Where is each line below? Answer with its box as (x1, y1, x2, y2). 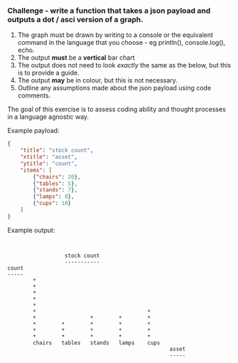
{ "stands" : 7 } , (33, 186, 78, 194)
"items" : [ (20, 167, 53, 174)
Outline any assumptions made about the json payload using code (17, 84, 212, 93)
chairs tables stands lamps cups (33, 339, 161, 347)
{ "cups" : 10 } (33, 200, 72, 207)
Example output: (7, 226, 55, 234)
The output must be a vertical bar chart (17, 53, 135, 62)
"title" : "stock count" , (20, 147, 94, 154)
